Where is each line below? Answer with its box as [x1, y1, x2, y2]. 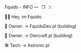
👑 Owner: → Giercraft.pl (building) [4, 33, 73, 38]
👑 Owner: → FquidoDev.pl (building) [4, 23, 77, 29]
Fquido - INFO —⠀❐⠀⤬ [4, 4, 52, 10]
